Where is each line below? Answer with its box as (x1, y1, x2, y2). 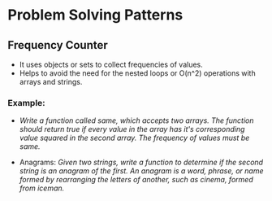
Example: (7, 97, 45, 108)
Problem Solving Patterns (7, 6, 183, 24)
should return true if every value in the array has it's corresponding (19, 125, 245, 134)
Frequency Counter (7, 38, 109, 52)
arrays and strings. (19, 77, 83, 86)
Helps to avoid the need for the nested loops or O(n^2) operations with (19, 68, 257, 78)
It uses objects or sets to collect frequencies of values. (19, 59, 204, 69)
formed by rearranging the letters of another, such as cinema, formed (19, 175, 253, 185)
